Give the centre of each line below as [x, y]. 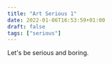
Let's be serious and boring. [48, 53]
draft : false [26, 26]
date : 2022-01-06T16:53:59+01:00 [56, 20]
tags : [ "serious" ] [34, 33]
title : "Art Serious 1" [42, 14]
